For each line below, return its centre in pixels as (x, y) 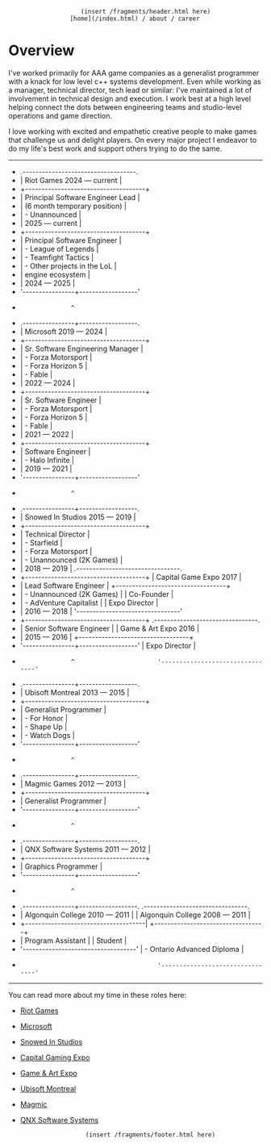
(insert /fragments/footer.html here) (150, 1134)
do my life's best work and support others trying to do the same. (115, 148)
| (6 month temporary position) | (73, 206)
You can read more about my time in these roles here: (98, 995)
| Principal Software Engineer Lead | (80, 197)
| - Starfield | (41, 542)
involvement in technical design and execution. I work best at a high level (130, 98)
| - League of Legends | (59, 248)
